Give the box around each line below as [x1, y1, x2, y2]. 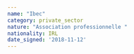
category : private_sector [7, 17, 83, 24]
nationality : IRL [7, 29, 59, 37]
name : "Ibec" [7, 10, 46, 18]
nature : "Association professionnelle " [7, 23, 128, 30]
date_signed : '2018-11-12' [7, 36, 87, 43]
